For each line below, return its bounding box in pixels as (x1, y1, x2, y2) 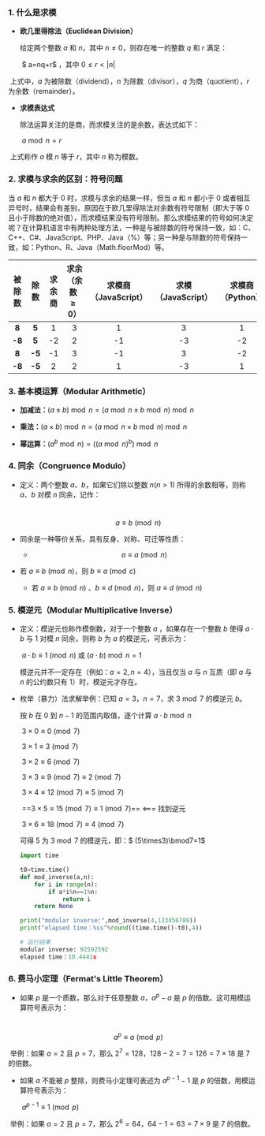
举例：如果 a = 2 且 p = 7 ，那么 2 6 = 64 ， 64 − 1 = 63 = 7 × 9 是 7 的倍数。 (9, 1118, 255, 1128)
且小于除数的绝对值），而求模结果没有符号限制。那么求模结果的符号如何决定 (8, 213, 254, 222)
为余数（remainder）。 (8, 87, 80, 96)
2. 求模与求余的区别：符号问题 (8, 173, 123, 184)
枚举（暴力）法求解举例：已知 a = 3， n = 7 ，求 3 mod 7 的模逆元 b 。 (19, 694, 247, 703)
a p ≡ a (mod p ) (113, 1030, 163, 1041)
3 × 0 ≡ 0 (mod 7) (21, 727, 80, 736)
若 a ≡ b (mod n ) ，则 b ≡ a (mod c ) (19, 566, 136, 575)
